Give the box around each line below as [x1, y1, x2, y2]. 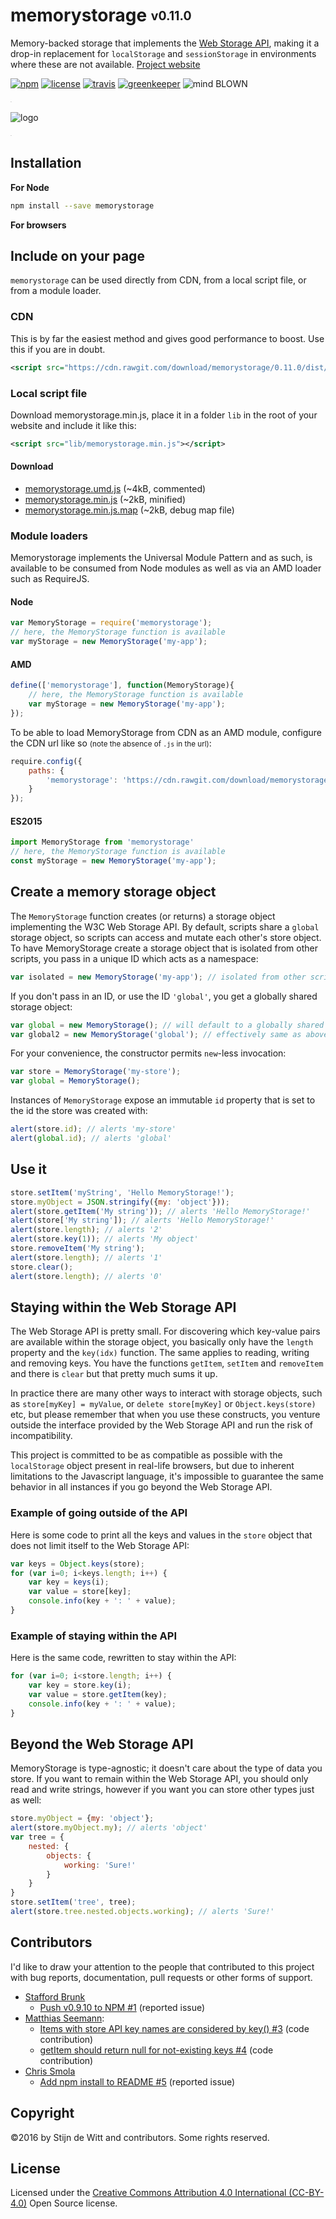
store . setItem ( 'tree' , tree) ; [10, 1897, 137, 1908]
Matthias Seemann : [24, 2012, 105, 2024]
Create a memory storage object [10, 884, 217, 901]
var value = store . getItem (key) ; [28, 1689, 168, 1699]
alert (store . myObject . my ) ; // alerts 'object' [10, 1823, 208, 1833]
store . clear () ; [10, 1262, 74, 1272]
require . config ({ [10, 756, 83, 766]
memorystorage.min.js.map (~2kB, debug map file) [24, 504, 235, 516]
